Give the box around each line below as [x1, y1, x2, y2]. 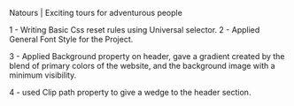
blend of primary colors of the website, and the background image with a [9, 61, 276, 71]
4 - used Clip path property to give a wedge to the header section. [9, 87, 251, 97]
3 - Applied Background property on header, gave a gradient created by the [9, 51, 285, 61]
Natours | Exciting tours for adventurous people [9, 8, 183, 18]
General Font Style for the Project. [9, 34, 134, 44]
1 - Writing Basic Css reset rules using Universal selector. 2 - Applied [9, 25, 260, 34]
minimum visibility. [9, 70, 77, 80]
